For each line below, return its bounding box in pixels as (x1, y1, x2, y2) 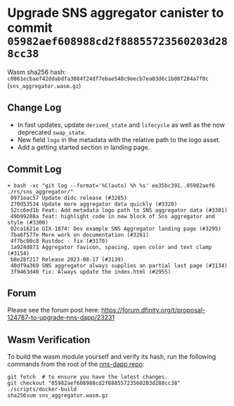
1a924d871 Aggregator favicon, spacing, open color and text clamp (10, 243, 212, 250)
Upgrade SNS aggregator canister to (7, 5, 224, 21)
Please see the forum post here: (7, 306, 100, 315)
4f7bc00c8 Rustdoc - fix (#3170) (10, 237, 109, 244)
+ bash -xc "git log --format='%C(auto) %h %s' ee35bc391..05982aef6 (7, 182, 216, 189)
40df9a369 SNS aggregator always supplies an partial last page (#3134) (10, 262, 228, 269)
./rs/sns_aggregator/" (7, 188, 74, 195)
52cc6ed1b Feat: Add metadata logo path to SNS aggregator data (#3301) (10, 206, 228, 214)
